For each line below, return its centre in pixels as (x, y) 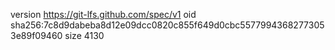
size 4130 (84, 35)
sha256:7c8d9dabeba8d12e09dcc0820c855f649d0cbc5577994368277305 (167, 25)
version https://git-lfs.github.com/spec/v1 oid (103, 14)
